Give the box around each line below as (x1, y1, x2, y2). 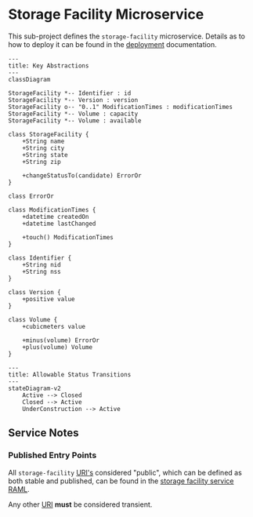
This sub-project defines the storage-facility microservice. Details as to (8, 31, 245, 41)
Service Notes (8, 426, 79, 440)
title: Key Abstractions (8, 61, 89, 70)
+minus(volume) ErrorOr (22, 336, 100, 344)
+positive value (22, 295, 76, 303)
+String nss (22, 268, 61, 275)
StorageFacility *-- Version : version (8, 96, 139, 104)
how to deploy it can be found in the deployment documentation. (8, 39, 217, 49)
